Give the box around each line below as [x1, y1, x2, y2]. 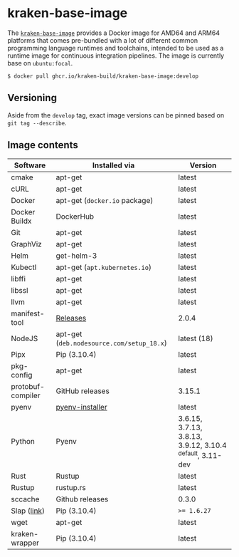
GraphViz [11, 239, 43, 249]
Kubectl [11, 262, 37, 272]
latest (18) [178, 333, 213, 343]
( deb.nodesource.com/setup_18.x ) [55, 338, 167, 348]
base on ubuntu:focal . [7, 58, 73, 67]
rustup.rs [55, 482, 87, 492]
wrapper [11, 538, 40, 548]
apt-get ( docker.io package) [55, 195, 154, 205]
